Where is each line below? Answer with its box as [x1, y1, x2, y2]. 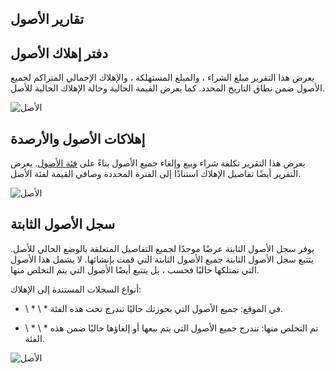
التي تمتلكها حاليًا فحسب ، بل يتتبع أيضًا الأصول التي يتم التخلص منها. [10, 263, 260, 276]
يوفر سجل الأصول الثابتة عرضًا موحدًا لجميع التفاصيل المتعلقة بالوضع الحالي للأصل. [10, 242, 315, 254]
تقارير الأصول [10, 11, 85, 28]
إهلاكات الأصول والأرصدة [10, 130, 146, 147]
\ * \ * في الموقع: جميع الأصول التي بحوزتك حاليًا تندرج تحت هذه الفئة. [24, 302, 284, 314]
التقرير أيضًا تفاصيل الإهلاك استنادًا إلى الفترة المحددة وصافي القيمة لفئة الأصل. [10, 168, 302, 180]
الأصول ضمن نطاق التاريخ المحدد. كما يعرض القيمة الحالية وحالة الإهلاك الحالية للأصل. [10, 82, 325, 94]
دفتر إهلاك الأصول [10, 45, 108, 62]
